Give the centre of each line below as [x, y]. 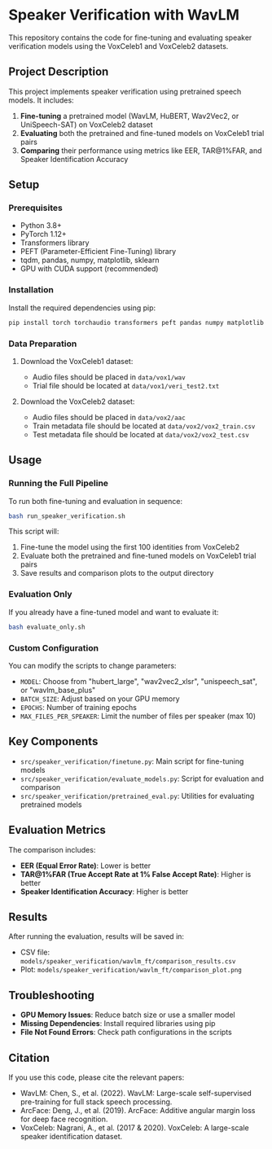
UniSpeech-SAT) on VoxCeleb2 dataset [86, 125]
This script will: [34, 532]
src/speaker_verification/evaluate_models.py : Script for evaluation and [142, 778]
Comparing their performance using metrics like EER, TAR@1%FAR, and [141, 150]
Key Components [53, 741]
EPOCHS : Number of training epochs [78, 707]
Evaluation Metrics [57, 830]
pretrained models [51, 805]
